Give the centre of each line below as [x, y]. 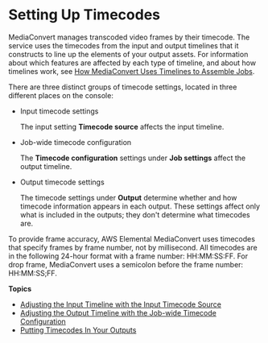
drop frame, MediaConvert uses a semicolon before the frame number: [126, 264]
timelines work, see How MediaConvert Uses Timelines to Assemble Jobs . [132, 71]
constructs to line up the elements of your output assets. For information [128, 54]
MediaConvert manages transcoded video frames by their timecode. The [129, 37]
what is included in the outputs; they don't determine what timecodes [135, 214]
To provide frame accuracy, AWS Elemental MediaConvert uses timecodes [132, 238]
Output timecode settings [62, 182]
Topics [20, 288]
